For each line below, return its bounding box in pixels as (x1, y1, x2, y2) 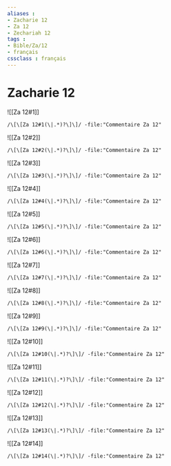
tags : (7, 36, 26, 43)
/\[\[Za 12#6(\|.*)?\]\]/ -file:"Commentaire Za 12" (7, 248, 162, 256)
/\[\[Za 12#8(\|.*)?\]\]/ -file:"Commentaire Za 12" (7, 299, 162, 306)
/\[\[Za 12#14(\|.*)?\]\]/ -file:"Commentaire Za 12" (7, 452, 165, 460)
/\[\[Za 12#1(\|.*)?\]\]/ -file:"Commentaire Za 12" (7, 121, 162, 128)
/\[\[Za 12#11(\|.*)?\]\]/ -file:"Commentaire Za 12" (7, 376, 165, 383)
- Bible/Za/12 (7, 42, 48, 49)
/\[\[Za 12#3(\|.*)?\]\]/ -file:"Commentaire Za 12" (7, 172, 162, 179)
